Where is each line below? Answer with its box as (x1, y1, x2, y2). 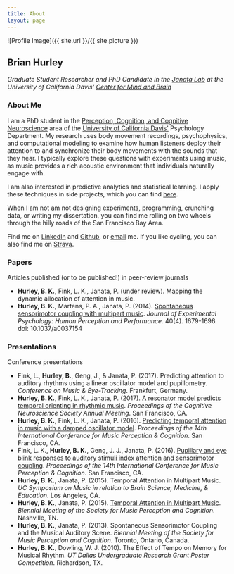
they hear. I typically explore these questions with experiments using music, (7, 154, 227, 162)
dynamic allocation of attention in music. (17, 294, 135, 303)
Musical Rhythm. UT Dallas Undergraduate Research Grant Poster (17, 551, 209, 560)
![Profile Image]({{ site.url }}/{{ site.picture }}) (7, 36, 138, 44)
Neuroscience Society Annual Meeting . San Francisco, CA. (17, 409, 188, 418)
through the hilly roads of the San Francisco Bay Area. (7, 218, 164, 227)
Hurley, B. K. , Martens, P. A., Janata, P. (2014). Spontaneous (17, 301, 193, 310)
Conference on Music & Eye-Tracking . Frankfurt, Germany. (17, 387, 188, 395)
